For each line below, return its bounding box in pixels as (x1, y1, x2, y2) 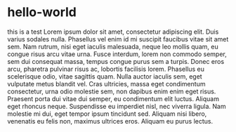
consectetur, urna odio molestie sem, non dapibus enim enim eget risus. (7, 87, 216, 95)
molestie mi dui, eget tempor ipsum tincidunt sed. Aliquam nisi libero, (7, 110, 207, 118)
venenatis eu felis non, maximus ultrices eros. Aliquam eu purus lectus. (7, 117, 213, 125)
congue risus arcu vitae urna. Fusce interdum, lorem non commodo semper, (7, 50, 227, 58)
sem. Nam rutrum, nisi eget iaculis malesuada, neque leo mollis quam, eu (7, 42, 219, 51)
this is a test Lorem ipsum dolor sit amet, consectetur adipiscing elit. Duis (7, 27, 219, 36)
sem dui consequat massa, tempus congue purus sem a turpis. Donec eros (7, 57, 225, 65)
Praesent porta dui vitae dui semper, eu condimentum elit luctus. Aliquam (7, 94, 220, 103)
